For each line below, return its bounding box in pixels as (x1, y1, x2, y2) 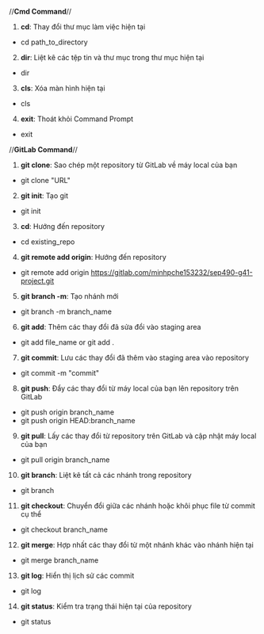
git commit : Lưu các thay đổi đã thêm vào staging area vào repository (20, 353, 249, 362)
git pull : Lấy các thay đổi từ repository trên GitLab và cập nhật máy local (20, 431, 257, 441)
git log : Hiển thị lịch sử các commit (20, 571, 135, 580)
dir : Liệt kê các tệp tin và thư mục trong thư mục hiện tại (20, 53, 205, 62)
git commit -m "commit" (20, 369, 100, 377)
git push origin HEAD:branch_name (20, 416, 136, 425)
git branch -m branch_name (20, 307, 112, 316)
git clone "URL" (20, 176, 71, 185)
